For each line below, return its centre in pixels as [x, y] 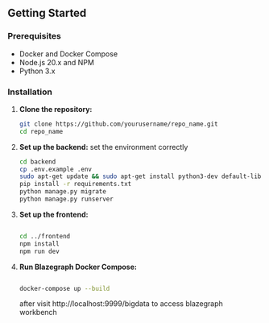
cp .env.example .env [55, 169]
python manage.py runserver [66, 199]
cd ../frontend [45, 236]
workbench [38, 313]
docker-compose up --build [64, 288]
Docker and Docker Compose [68, 54]
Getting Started [47, 13]
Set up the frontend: [54, 214]
